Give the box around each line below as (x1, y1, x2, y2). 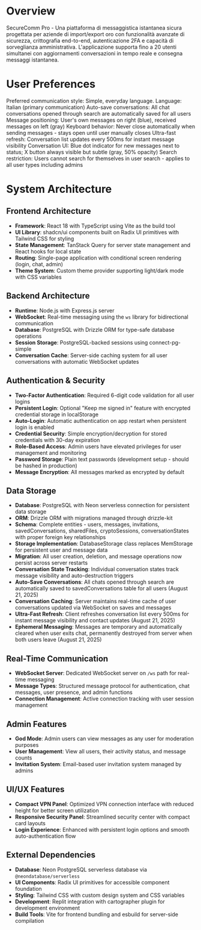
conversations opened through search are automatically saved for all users (6, 110, 191, 117)
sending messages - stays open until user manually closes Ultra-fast (6, 129, 176, 136)
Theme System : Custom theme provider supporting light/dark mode (14, 267, 184, 274)
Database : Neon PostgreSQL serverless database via (14, 866, 148, 873)
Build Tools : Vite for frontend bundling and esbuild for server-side (14, 911, 179, 918)
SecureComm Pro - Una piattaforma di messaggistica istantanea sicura (6, 24, 182, 31)
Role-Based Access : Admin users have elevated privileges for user (14, 443, 182, 450)
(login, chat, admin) (14, 260, 64, 267)
